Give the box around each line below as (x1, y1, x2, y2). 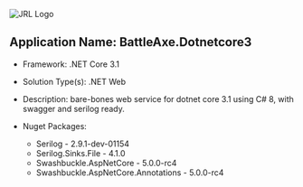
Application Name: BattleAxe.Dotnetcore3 (9, 34, 252, 50)
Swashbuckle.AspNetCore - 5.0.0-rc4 (35, 157, 177, 168)
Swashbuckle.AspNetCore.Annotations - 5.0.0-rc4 (35, 167, 224, 178)
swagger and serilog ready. (22, 103, 125, 114)
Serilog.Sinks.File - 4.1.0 (35, 147, 126, 158)
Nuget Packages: (22, 120, 88, 131)
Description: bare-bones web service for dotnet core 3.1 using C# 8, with (22, 93, 294, 104)
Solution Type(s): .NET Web (22, 76, 127, 87)
